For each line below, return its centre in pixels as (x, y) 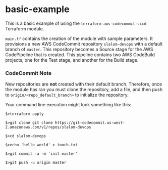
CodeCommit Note (29, 73)
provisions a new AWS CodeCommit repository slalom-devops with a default (84, 44)
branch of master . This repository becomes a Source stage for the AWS (79, 49)
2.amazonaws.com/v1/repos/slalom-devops (48, 127)
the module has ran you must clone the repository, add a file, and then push (84, 90)
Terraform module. (25, 28)
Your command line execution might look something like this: (68, 105)
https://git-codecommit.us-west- (90, 123)
